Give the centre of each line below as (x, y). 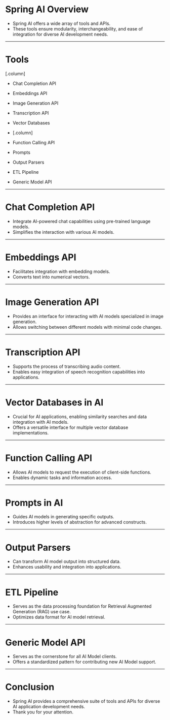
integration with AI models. (40, 422)
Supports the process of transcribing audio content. (67, 366)
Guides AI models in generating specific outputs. (63, 517)
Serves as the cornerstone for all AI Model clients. (65, 656)
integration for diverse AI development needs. (60, 34)
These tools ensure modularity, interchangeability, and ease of (78, 28)
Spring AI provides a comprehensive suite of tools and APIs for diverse (86, 701)
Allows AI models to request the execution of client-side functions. (82, 472)
